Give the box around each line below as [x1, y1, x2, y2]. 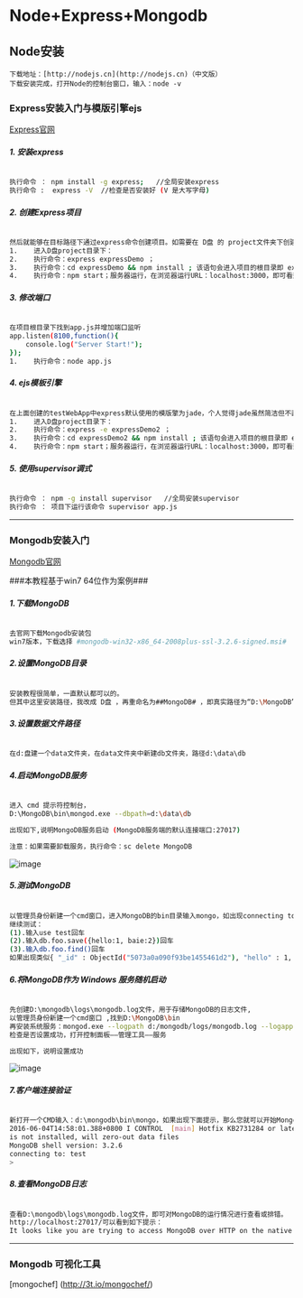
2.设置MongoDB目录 [9, 658, 87, 669]
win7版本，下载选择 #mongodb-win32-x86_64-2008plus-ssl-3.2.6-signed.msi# [9, 637, 287, 646]
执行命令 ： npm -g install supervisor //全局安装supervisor [9, 494, 240, 504]
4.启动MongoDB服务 [9, 769, 87, 781]
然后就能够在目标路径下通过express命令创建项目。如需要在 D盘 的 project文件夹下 [9, 237, 284, 246]
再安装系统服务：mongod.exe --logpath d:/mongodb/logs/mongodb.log [9, 1022, 257, 1031]
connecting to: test [9, 1149, 87, 1158]
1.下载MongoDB [9, 598, 69, 608]
